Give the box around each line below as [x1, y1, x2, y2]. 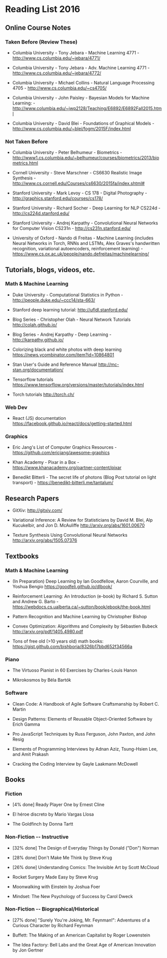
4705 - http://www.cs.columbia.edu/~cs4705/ [12, 85, 107, 91]
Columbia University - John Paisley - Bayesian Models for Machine [12, 94, 150, 100]
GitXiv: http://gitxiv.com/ [12, 507, 63, 513]
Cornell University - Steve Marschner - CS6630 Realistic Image [12, 170, 143, 176]
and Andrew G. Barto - [12, 598, 59, 604]
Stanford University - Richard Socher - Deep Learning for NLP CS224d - [12, 205, 161, 211]
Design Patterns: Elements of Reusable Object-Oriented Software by [12, 716, 153, 722]
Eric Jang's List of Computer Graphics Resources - [12, 444, 117, 450]
